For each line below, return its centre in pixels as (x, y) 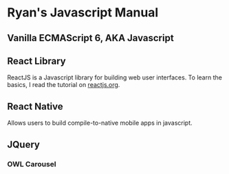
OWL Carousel (32, 164)
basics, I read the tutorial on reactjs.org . (64, 85)
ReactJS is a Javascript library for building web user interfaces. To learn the (115, 77)
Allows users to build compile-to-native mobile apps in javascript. (100, 123)
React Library (37, 61)
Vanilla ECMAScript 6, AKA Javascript (90, 38)
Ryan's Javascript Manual (83, 13)
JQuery (23, 144)
